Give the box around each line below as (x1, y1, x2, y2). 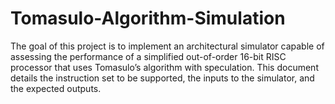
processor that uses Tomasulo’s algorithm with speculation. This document (10, 61, 319, 73)
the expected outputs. (10, 82, 102, 94)
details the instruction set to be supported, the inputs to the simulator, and (10, 72, 315, 84)
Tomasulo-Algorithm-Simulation (10, 7, 286, 30)
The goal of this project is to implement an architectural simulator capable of (10, 40, 325, 52)
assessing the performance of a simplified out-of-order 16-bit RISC (10, 50, 287, 62)
